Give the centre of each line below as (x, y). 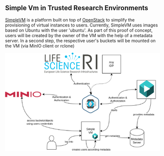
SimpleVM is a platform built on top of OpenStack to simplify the (70, 20)
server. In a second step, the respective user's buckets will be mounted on (81, 41)
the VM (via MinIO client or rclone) (40, 45)
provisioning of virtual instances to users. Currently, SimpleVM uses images (82, 25)
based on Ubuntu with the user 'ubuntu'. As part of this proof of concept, (79, 30)
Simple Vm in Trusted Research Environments (77, 8)
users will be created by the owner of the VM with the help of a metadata (79, 35)
